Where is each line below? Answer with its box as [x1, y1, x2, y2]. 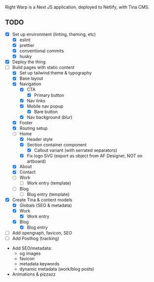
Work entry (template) [26, 180, 71, 186]
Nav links [26, 97, 45, 103]
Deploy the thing [12, 59, 46, 65]
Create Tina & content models [12, 197, 72, 203]
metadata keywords [19, 261, 60, 267]
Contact [19, 169, 36, 175]
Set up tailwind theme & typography [19, 70, 92, 76]
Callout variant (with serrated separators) [34, 147, 117, 153]
